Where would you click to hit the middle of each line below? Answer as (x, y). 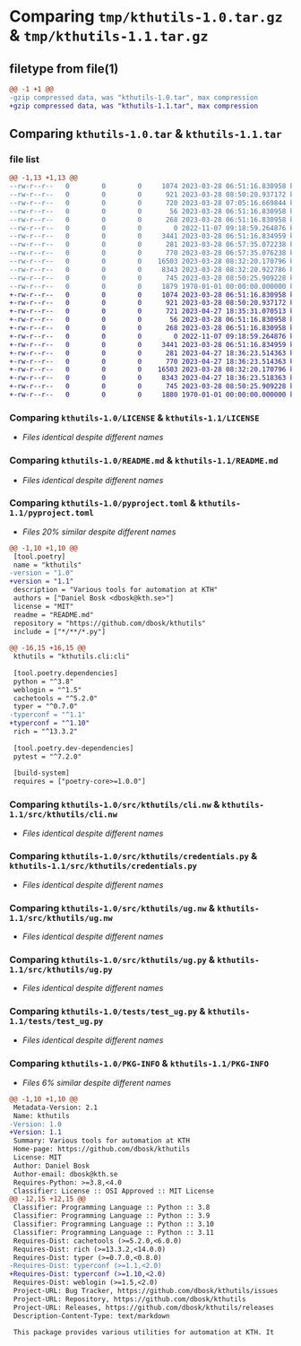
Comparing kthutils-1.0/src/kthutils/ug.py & (112, 960)
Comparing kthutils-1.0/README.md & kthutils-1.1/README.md (144, 461)
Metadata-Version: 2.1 (56, 1107)
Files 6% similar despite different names (97, 1082)
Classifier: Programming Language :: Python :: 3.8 (112, 1208)
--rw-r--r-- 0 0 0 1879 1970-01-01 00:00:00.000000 (148, 286)
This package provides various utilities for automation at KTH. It (144, 1333)
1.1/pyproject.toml (52, 513)
